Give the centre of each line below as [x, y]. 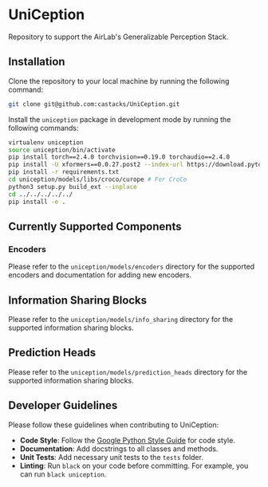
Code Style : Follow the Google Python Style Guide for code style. [127, 440]
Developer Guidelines [63, 405]
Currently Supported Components [95, 226]
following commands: [43, 128]
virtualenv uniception [46, 142]
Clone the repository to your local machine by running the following [119, 81]
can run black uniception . [63, 474]
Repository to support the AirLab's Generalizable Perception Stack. [118, 37]
